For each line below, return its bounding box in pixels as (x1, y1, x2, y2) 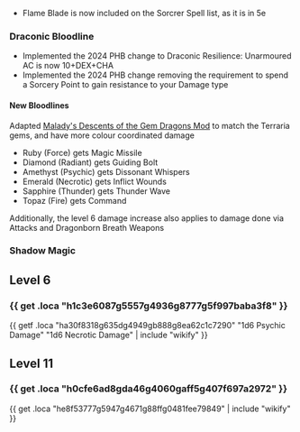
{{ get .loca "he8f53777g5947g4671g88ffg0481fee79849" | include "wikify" (9, 403, 291, 414)
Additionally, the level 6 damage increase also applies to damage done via (9, 212, 285, 224)
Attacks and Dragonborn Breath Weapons (9, 222, 165, 233)
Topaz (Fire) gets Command (22, 195, 127, 206)
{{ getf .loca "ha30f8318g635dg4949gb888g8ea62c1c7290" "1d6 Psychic (9, 320, 286, 331)
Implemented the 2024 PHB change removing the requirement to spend (22, 69, 289, 80)
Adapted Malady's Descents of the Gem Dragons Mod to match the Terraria (9, 120, 290, 131)
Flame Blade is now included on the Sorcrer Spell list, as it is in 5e (22, 8, 267, 18)
